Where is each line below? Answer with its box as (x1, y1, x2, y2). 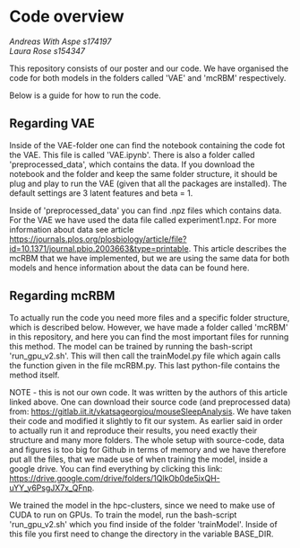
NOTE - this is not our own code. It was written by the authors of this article (9, 386, 288, 397)
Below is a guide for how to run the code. (9, 90, 161, 101)
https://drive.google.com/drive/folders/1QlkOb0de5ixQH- (9, 473, 221, 483)
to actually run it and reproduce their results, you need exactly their (9, 425, 258, 436)
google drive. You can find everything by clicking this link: (9, 463, 223, 473)
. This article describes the (188, 243, 287, 253)
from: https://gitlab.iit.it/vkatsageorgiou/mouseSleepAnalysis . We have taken (9, 406, 292, 417)
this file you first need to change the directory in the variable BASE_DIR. (9, 528, 274, 539)
